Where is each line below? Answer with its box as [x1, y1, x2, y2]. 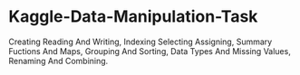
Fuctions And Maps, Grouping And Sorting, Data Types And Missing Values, [8, 45, 291, 56]
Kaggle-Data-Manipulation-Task [8, 6, 258, 27]
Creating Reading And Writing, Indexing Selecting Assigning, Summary [8, 36, 273, 47]
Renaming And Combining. [8, 55, 109, 66]
